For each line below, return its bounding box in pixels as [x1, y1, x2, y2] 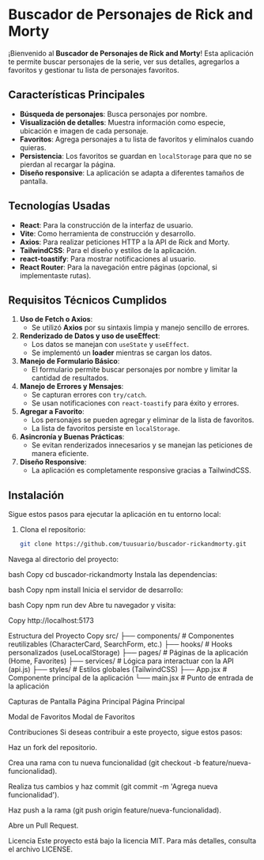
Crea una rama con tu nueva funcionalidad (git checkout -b [8, 758, 202, 768]
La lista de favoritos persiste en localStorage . [31, 424, 180, 433]
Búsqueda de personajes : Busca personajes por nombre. [19, 109, 208, 119]
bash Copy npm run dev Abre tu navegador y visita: [8, 601, 176, 610]
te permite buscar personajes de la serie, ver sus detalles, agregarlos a [8, 57, 239, 66]
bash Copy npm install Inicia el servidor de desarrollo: [8, 585, 183, 594]
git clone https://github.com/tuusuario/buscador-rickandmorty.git [19, 540, 247, 549]
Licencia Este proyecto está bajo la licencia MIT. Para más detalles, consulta [8, 836, 257, 846]
